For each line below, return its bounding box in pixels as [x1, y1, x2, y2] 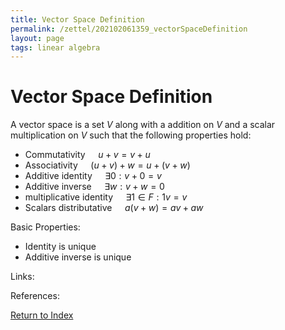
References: [10, 290, 60, 302]
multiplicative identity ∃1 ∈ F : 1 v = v [24, 191, 188, 203]
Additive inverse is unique [24, 251, 132, 263]
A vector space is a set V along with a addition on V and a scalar [10, 119, 276, 131]
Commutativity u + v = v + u [24, 149, 151, 161]
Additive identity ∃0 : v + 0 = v [24, 170, 162, 182]
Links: [10, 271, 35, 283]
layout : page [10, 33, 65, 43]
